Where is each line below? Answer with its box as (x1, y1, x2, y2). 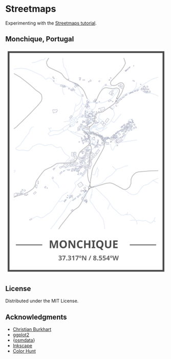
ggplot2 (12, 331, 30, 338)
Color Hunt (12, 348, 36, 354)
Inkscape (12, 342, 32, 348)
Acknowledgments (5, 312, 68, 321)
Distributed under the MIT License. (5, 298, 79, 304)
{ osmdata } (12, 337, 35, 343)
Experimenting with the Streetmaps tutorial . (5, 20, 97, 26)
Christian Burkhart (12, 326, 52, 332)
